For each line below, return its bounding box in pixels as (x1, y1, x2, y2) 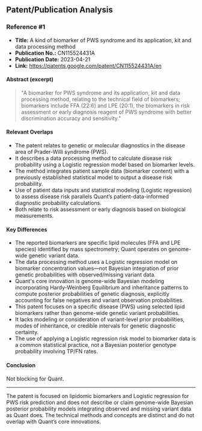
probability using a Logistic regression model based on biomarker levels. (14, 161, 195, 168)
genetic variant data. (28, 252, 80, 259)
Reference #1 (6, 23, 46, 31)
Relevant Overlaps (6, 129, 54, 136)
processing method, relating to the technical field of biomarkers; (20, 96, 180, 103)
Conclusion (6, 361, 36, 368)
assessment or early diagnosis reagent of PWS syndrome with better (20, 108, 192, 115)
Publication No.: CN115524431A (14, 49, 95, 57)
